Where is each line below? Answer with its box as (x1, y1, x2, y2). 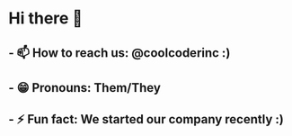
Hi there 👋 (8, 8, 83, 29)
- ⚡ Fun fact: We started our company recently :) (8, 112, 284, 127)
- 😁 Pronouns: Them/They (8, 80, 161, 95)
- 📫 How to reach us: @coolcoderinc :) (8, 45, 231, 60)
